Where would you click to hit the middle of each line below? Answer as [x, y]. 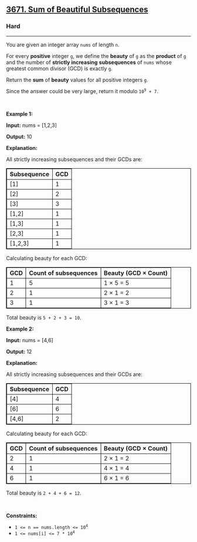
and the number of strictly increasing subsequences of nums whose [89, 62]
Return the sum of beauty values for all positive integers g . [77, 80]
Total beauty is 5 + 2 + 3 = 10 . [44, 317]
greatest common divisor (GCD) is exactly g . [60, 68]
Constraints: [22, 516]
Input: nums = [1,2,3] [32, 125]
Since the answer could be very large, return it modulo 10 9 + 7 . [82, 91]
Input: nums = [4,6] [30, 340]
